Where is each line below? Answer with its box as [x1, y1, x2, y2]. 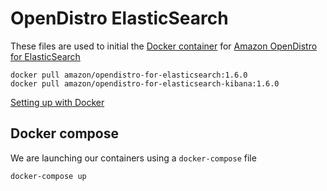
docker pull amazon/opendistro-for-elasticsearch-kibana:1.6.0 [10, 78, 280, 89]
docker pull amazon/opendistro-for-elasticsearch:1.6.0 [10, 70, 248, 80]
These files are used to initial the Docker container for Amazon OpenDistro [10, 40, 318, 52]
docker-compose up [10, 171, 87, 181]
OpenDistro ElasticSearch [10, 7, 229, 30]
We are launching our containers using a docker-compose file [10, 152, 257, 164]
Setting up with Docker [10, 96, 105, 108]
